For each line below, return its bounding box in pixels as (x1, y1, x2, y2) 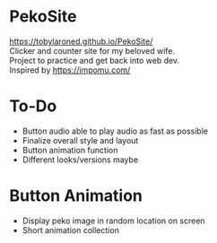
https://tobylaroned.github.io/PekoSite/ (9, 36, 153, 47)
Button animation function (22, 144, 118, 155)
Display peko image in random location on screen (22, 215, 205, 226)
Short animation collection (22, 224, 119, 235)
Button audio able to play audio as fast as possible (22, 126, 209, 136)
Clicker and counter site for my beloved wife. (9, 45, 176, 56)
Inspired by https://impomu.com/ (9, 65, 131, 75)
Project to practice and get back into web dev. (9, 55, 180, 65)
